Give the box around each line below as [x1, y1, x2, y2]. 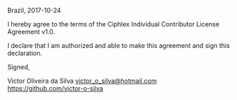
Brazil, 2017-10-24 [7, 6, 62, 14]
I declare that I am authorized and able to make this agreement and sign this [7, 41, 230, 49]
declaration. [7, 49, 43, 57]
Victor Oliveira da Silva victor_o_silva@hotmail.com [7, 76, 157, 85]
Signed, [7, 63, 30, 71]
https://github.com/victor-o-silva [7, 84, 103, 92]
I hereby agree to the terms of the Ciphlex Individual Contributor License [7, 20, 220, 28]
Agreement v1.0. [7, 28, 56, 36]
